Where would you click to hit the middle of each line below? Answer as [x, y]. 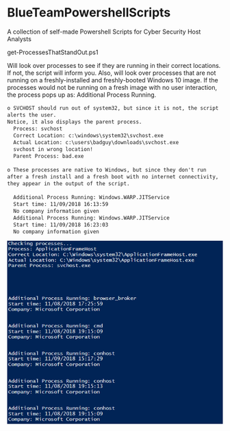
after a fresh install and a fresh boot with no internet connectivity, [113, 176]
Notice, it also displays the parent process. [75, 121]
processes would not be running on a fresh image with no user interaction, [112, 87]
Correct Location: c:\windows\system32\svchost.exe [89, 135]
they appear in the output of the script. [68, 183]
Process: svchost [38, 128]
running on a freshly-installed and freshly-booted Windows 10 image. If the [113, 80]
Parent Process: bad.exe [49, 156]
